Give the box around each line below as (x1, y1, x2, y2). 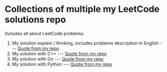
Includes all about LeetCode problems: (5, 30, 85, 36)
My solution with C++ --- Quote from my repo (12, 51, 107, 57)
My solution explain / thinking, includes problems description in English (12, 40, 159, 46)
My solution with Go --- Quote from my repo (12, 56, 104, 62)
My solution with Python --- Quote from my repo (12, 61, 112, 67)
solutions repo (5, 14, 66, 25)
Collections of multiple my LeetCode (5, 3, 160, 15)
